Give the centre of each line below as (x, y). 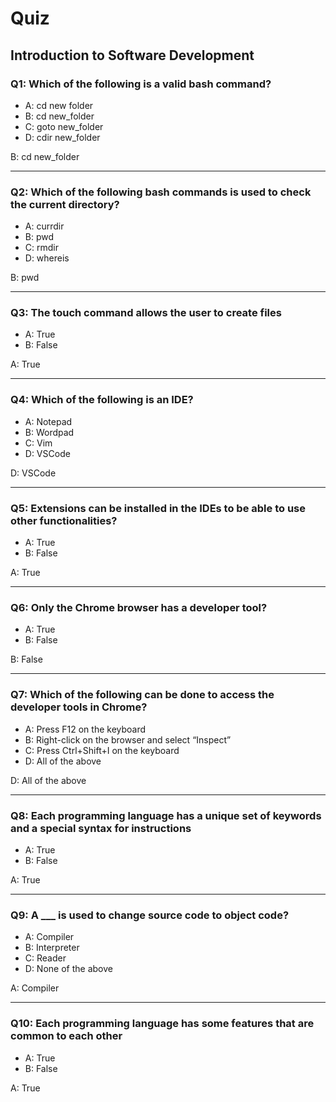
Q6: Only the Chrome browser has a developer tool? (139, 607)
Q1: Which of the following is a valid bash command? (141, 84)
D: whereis (47, 258)
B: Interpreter (52, 948)
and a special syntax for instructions (101, 828)
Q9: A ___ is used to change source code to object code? (150, 915)
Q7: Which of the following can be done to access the (142, 695)
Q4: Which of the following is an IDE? (102, 400)
